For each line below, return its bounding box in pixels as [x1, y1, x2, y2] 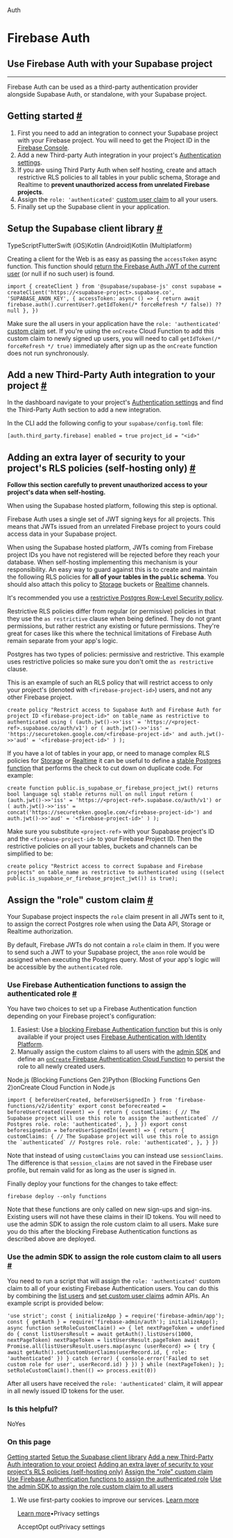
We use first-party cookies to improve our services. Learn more [17, 1496, 199, 1504]
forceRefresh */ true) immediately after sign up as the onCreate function [7, 341, 218, 350]
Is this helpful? [7, 1404, 58, 1414]
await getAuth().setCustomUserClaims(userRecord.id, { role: [7, 1348, 188, 1356]
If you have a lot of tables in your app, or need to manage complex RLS [7, 749, 210, 758]
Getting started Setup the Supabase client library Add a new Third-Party [7, 1453, 214, 1462]
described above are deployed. [7, 1235, 96, 1243]
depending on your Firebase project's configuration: [7, 1012, 157, 1020]
